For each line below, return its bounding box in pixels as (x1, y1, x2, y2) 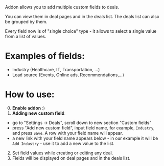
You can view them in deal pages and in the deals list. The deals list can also (5, 14, 160, 19)
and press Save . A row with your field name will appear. (12, 130, 123, 136)
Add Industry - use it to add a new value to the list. (12, 140, 115, 146)
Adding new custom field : (12, 110, 66, 116)
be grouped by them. (5, 19, 47, 24)
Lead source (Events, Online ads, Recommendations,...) (12, 72, 124, 78)
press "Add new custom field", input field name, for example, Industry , (12, 124, 155, 131)
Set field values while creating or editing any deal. (12, 150, 113, 156)
